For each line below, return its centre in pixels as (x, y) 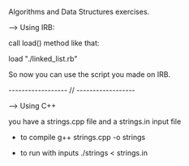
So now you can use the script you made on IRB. (90, 74)
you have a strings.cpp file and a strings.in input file (95, 121)
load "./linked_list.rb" (43, 59)
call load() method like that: (54, 43)
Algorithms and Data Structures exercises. (79, 12)
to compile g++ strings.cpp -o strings (83, 137)
